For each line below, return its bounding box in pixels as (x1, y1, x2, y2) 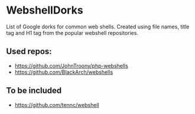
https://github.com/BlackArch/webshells (14, 69, 113, 76)
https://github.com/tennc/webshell (14, 101, 99, 108)
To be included (6, 86, 62, 96)
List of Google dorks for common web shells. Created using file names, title (6, 23, 190, 30)
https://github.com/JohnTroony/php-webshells (14, 62, 128, 69)
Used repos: (6, 47, 52, 57)
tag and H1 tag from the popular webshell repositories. (6, 29, 139, 36)
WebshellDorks (6, 4, 84, 17)
